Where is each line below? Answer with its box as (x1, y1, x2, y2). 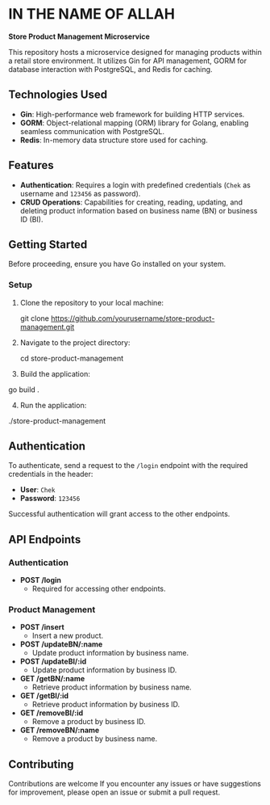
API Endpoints (8, 533, 81, 546)
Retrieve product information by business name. (31, 682, 192, 692)
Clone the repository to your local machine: (19, 297, 164, 307)
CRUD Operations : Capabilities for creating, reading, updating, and (19, 197, 243, 207)
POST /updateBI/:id (19, 656, 87, 667)
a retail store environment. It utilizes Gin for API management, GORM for (8, 56, 247, 65)
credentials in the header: (8, 470, 93, 479)
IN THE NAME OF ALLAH (8, 5, 176, 23)
